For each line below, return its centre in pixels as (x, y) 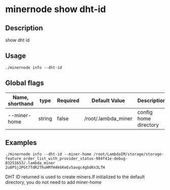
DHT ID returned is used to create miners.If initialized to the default (75, 177)
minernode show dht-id (56, 9)
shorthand (21, 104)
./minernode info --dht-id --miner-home (49, 154)
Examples (21, 143)
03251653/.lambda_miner (30, 163)
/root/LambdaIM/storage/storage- (129, 154)
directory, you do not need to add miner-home (54, 182)
